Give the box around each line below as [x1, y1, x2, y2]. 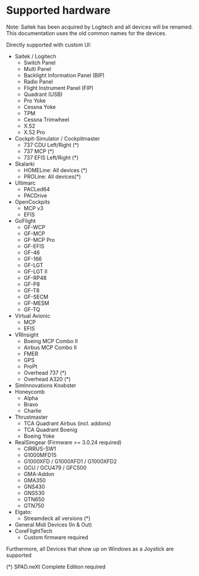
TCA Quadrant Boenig [23, 426, 78, 433]
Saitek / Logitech [14, 52, 56, 60]
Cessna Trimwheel [23, 116, 70, 123]
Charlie [23, 407, 42, 414]
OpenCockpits [14, 198, 50, 206]
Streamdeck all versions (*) [23, 515, 91, 522]
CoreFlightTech [14, 527, 53, 534]
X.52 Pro [23, 129, 46, 136]
